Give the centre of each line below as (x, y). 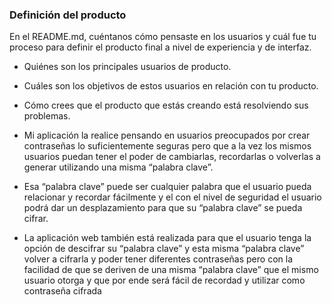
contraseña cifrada (62, 291)
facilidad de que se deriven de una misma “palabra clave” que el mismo (171, 270)
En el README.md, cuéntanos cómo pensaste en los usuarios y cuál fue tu (163, 37)
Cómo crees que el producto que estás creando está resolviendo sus (166, 105)
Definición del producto (68, 15)
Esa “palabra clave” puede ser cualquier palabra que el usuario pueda (167, 187)
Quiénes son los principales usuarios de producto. (127, 67)
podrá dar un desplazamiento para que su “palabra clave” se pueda (163, 208)
